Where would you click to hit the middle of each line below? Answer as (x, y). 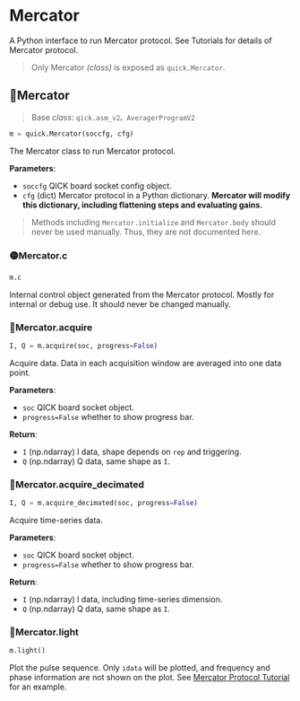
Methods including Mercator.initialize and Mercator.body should (153, 222)
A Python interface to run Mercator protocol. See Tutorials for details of (141, 40)
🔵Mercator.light (44, 632)
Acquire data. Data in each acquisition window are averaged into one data (146, 363)
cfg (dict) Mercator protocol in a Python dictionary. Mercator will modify (156, 195)
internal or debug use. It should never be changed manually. (120, 304)
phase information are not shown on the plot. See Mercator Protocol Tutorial (150, 678)
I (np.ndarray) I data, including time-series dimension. (122, 600)
